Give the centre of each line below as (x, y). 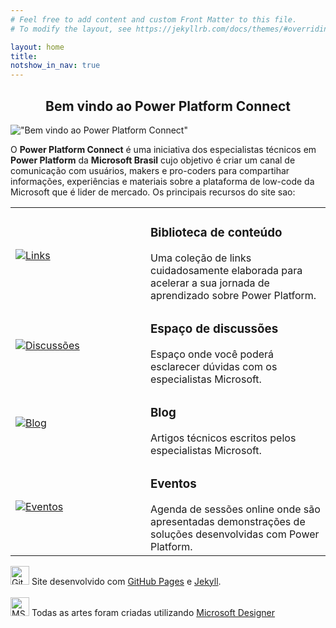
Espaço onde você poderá (212, 354)
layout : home (37, 47)
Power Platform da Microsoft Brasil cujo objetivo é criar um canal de (153, 160)
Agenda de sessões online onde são (235, 509)
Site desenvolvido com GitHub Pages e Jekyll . (126, 581)
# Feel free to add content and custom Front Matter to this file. (154, 19)
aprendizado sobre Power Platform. (233, 295)
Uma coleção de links (201, 258)
